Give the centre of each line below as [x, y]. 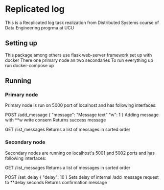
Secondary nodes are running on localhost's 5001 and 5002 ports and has [80, 153]
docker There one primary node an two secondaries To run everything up [79, 60]
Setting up [21, 43]
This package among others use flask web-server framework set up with [79, 55]
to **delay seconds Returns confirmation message [56, 182]
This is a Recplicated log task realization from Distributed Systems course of [82, 23]
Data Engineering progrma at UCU [40, 27]
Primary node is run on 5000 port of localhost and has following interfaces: [81, 105]
